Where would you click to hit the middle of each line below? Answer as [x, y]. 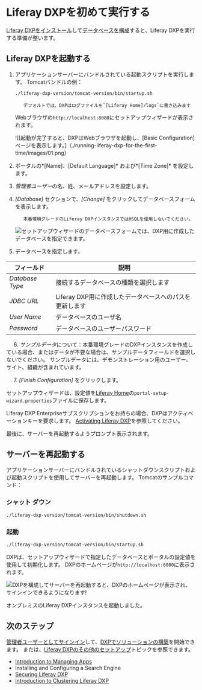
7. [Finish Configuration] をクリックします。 [68, 380]
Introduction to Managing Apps [53, 661]
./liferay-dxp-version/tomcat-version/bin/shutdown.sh [76, 515]
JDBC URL [24, 301]
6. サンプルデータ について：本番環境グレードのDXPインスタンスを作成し [103, 344]
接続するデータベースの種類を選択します [113, 283]
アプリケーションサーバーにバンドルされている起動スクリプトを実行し [102, 74]
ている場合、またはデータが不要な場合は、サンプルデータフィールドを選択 [98, 352]
